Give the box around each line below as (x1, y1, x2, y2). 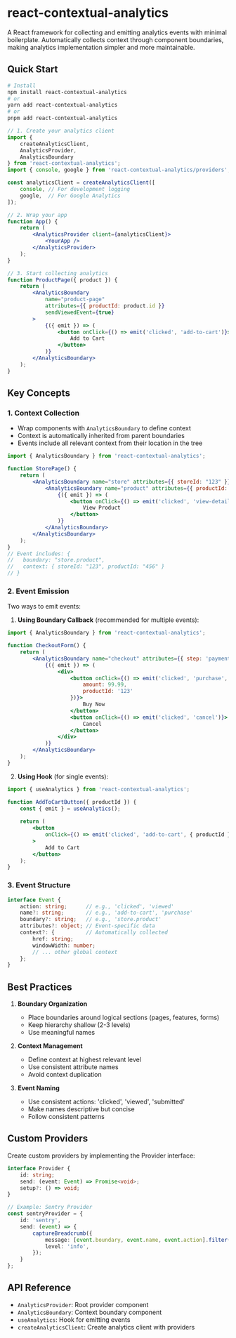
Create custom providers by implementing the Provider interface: (7, 1151, 195, 1160)
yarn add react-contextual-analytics (7, 102, 118, 109)
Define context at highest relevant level (27, 1055, 142, 1064)
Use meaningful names (27, 1028, 96, 1037)
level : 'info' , (44, 1243, 90, 1250)
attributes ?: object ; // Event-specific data (20, 922, 156, 929)
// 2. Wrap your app (7, 211, 68, 218)
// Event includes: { (7, 550, 71, 557)
